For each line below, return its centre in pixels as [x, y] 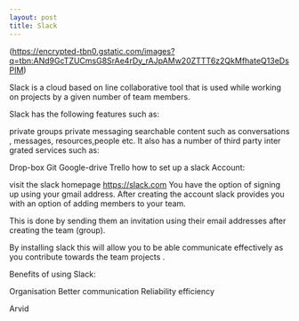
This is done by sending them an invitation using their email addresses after [148, 221]
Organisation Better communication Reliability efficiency [112, 291]
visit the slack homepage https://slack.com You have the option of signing [145, 184]
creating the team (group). [57, 230]
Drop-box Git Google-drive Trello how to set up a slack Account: [127, 167]
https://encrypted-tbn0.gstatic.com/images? [93, 51]
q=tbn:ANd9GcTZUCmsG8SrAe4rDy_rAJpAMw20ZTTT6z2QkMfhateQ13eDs [149, 60]
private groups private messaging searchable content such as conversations [149, 131]
